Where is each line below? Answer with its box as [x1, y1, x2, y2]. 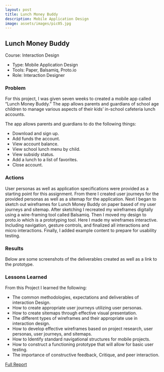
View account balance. [12, 141, 59, 147]
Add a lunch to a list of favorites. [12, 157, 78, 163]
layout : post [5, 7, 32, 12]
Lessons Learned [5, 273, 48, 280]
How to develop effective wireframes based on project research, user [12, 326, 153, 332]
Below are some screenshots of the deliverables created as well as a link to [5, 256, 157, 262]
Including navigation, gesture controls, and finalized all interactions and [5, 222, 150, 228]
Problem [5, 84, 26, 91]
